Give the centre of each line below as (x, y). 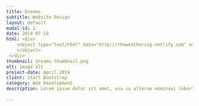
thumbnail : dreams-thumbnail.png (47, 61)
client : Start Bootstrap (37, 78)
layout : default (26, 23)
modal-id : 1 (21, 28)
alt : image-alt (25, 67)
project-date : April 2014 (38, 72)
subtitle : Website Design (38, 17)
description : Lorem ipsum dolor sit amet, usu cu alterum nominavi (91, 89)
